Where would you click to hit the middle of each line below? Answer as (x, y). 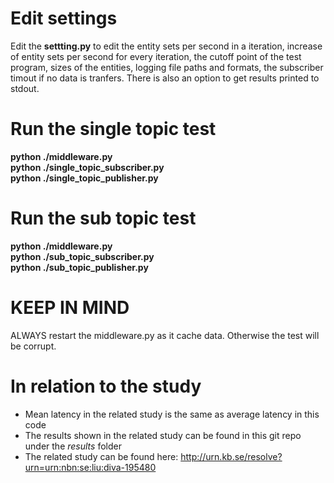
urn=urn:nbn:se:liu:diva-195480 (90, 467)
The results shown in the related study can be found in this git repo (163, 435)
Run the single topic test (113, 129)
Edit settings (64, 18)
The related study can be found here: (101, 456)
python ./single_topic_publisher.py (84, 178)
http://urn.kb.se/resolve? (231, 456)
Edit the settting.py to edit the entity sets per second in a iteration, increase (166, 46)
